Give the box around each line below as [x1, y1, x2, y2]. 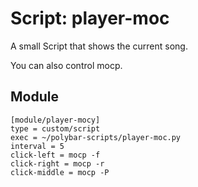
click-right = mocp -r [10, 158, 105, 169]
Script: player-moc [10, 7, 170, 30]
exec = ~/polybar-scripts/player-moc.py [10, 132, 182, 142]
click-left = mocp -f [10, 150, 101, 160]
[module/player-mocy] [10, 115, 101, 125]
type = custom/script [10, 123, 101, 134]
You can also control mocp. [10, 59, 123, 71]
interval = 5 [10, 141, 65, 151]
